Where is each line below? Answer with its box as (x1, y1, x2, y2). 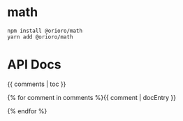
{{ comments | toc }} (7, 80, 66, 88)
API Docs (7, 57, 61, 73)
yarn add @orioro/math (7, 33, 73, 41)
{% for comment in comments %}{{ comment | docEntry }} (7, 93, 177, 101)
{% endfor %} (7, 106, 47, 115)
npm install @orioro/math (7, 27, 82, 34)
